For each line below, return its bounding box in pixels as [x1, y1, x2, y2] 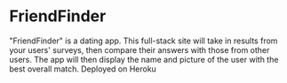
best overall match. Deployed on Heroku [9, 64, 157, 74]
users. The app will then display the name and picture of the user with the [9, 54, 279, 64]
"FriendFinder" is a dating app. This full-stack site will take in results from [9, 35, 278, 46]
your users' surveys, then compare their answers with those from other [9, 44, 270, 55]
